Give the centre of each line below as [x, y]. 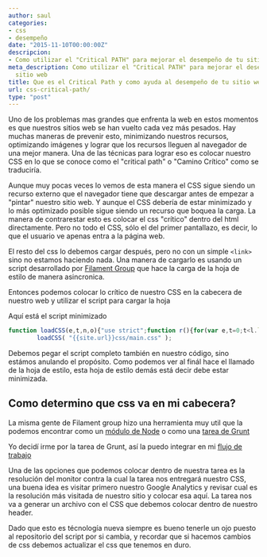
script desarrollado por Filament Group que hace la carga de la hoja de [124, 269]
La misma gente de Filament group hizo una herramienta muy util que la [126, 423]
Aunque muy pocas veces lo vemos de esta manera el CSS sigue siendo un [132, 186]
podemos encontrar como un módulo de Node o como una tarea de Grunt [129, 431]
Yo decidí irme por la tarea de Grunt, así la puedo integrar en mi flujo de [125, 447]
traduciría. [25, 170]
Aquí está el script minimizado [58, 316]
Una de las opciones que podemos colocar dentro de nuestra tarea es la [127, 470]
